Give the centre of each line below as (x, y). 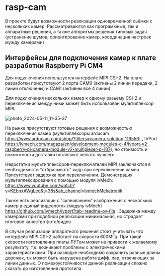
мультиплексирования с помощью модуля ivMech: (59, 180)
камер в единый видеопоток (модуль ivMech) (54, 206)
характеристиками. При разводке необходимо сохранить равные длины (83, 252)
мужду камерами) (25, 42)
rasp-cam (26, 7)
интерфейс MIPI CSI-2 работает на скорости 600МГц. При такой (73, 237)
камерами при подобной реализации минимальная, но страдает (74, 216)
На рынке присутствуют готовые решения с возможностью (69, 128)
